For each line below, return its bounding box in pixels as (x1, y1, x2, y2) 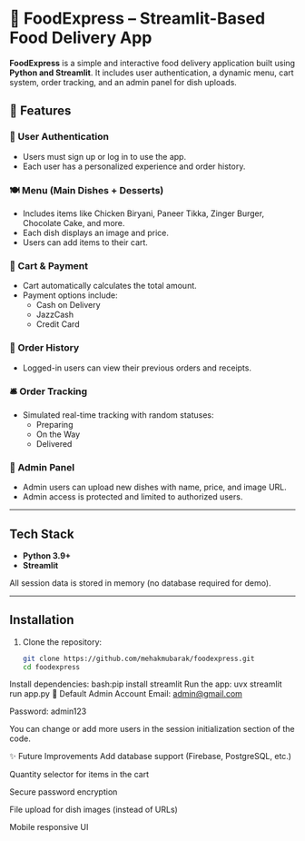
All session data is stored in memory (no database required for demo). (9, 577, 271, 589)
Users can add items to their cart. (22, 236, 148, 248)
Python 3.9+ (22, 549, 71, 561)
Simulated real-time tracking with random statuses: (22, 409, 214, 420)
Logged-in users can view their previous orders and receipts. (22, 362, 252, 373)
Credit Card (35, 319, 80, 330)
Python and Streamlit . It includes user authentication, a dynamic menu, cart (9, 67, 294, 78)
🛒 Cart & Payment (9, 259, 89, 272)
